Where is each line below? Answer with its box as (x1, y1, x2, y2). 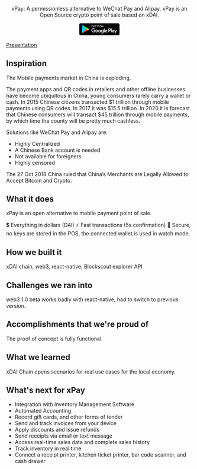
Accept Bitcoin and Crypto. (6, 177, 72, 184)
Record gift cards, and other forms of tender (14, 413, 123, 420)
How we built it (6, 247, 62, 257)
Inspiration (6, 59, 47, 69)
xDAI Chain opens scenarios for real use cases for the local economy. (6, 368, 176, 375)
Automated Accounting (14, 407, 72, 414)
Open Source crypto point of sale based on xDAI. (39, 11, 160, 18)
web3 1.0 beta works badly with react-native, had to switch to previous (6, 296, 179, 303)
